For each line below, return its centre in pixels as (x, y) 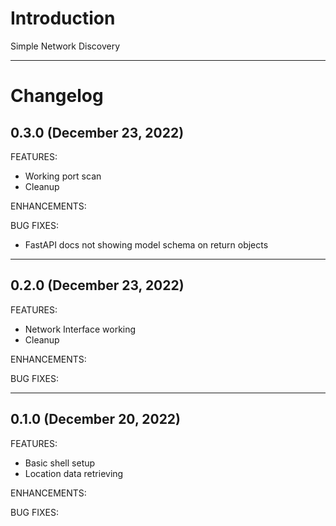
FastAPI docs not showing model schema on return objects (146, 244)
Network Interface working (80, 329)
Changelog (57, 96)
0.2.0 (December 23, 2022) (97, 285)
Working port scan (63, 176)
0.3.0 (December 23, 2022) (97, 132)
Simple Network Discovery (65, 46)
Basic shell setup (60, 463)
